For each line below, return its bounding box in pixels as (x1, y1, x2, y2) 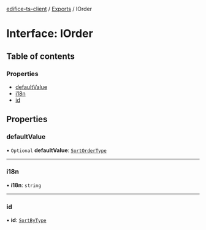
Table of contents (6, 51, 75, 61)
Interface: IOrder (6, 27, 93, 40)
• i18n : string (6, 181, 42, 189)
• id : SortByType (6, 217, 47, 224)
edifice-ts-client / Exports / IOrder (6, 6, 93, 12)
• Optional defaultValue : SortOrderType (6, 147, 107, 154)
